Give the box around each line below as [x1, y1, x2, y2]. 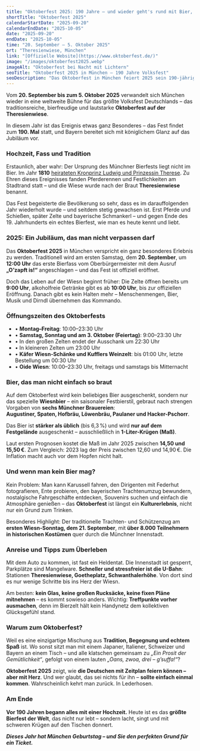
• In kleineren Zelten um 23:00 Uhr [14, 344, 101, 351]
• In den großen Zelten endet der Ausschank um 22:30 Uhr [14, 338, 160, 345]
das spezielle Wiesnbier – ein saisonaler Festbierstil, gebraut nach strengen [6, 398, 192, 405]
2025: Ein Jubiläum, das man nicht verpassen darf [6, 233, 155, 242]
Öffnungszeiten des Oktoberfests [6, 311, 106, 320]
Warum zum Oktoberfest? [6, 623, 83, 631]
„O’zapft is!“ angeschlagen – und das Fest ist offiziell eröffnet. [6, 266, 160, 273]
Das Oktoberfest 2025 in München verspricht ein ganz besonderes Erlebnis [6, 247, 193, 254]
